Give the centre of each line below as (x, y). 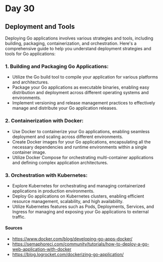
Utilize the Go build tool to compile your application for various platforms (85, 77)
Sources (14, 228)
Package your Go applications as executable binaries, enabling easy (81, 87)
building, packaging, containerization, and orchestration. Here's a (71, 43)
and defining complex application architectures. (60, 162)
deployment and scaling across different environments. (68, 137)
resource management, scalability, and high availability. (68, 201)
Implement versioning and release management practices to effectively (83, 103)
